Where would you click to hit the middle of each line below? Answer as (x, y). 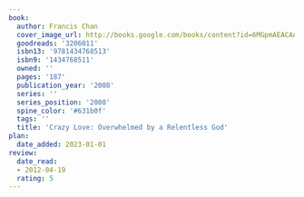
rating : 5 (35, 178)
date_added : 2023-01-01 (61, 144)
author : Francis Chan (58, 26)
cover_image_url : (49, 34)
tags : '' (33, 119)
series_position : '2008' (64, 102)
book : (19, 18)
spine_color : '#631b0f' (61, 111)
